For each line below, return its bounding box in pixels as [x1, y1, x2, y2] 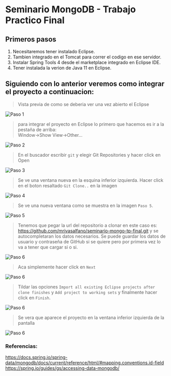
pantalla [17, 320, 35, 326]
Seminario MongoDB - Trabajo [5, 4, 136, 15]
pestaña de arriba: [17, 127, 57, 133]
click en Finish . [17, 295, 51, 301]
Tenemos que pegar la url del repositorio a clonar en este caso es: [17, 222, 157, 228]
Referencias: [5, 342, 38, 349]
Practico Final [5, 14, 65, 26]
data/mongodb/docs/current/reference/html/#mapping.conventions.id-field [5, 360, 164, 366]
